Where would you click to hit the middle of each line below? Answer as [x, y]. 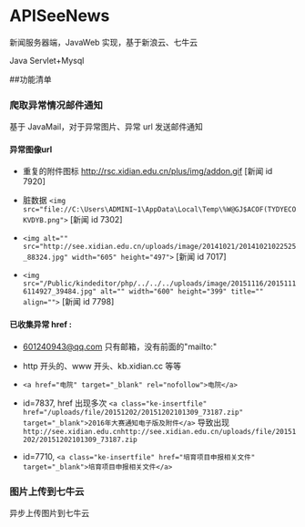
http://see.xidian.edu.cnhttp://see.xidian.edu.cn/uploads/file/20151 [159, 431]
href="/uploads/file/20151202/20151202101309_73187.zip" [133, 412]
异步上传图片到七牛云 [49, 512]
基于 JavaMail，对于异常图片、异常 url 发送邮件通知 [106, 127]
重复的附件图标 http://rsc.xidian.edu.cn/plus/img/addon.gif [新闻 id [147, 171]
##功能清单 [30, 79]
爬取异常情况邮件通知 [56, 105]
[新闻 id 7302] [96, 220]
